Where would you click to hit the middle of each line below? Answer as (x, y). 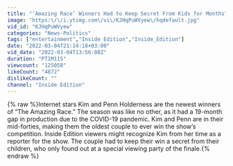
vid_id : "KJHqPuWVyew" (40, 26)
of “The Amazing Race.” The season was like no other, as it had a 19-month (115, 112)
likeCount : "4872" (34, 72)
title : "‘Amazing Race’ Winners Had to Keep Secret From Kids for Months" (118, 14)
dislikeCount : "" (32, 78)
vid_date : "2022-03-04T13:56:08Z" (57, 53)
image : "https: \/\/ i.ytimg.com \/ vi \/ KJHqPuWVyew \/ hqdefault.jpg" (103, 20)
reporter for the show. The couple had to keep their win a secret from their (113, 141)
